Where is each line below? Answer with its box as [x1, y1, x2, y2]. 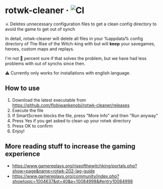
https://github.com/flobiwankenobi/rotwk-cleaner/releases [12, 102, 130, 108]
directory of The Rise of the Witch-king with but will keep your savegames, [5, 40, 156, 46]
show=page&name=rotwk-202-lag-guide [12, 168, 95, 174]
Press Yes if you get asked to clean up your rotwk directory [12, 117, 131, 124]
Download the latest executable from [12, 97, 86, 103]
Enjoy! [12, 128, 25, 134]
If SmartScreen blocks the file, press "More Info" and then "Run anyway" [12, 113, 158, 118]
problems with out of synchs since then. [5, 60, 86, 66]
